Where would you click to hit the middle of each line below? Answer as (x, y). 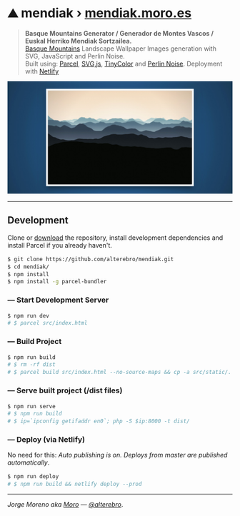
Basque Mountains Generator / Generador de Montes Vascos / (119, 33)
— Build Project (35, 342)
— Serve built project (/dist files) (65, 390)
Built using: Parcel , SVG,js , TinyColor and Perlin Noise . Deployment (124, 64)
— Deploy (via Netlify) (46, 440)
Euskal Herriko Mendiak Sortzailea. (78, 41)
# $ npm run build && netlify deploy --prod (75, 484)
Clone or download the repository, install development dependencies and (115, 238)
